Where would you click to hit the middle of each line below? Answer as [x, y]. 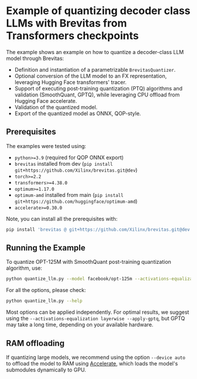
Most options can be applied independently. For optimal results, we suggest [98, 312]
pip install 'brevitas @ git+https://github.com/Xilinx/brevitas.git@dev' [99, 229]
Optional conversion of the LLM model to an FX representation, [91, 76]
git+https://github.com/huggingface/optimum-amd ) [76, 201]
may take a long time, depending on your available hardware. [80, 325]
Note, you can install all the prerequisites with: [62, 219]
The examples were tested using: [46, 146]
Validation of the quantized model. [56, 107]
